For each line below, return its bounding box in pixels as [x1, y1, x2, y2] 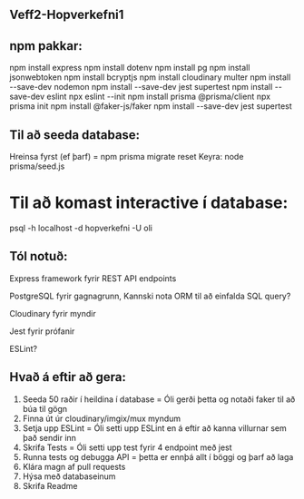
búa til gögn [22, 403, 68, 414]
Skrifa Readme [22, 480, 78, 491]
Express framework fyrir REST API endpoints [9, 272, 177, 284]
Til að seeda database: [9, 127, 141, 142]
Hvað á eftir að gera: [9, 369, 127, 385]
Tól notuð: [9, 249, 68, 264]
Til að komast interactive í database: [9, 192, 289, 213]
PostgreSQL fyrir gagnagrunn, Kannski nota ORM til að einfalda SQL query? [9, 290, 291, 301]
